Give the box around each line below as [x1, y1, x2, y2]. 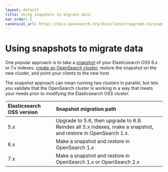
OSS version [7, 109, 38, 116]
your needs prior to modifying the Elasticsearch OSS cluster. [5, 91, 130, 97]
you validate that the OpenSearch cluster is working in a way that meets [5, 85, 153, 91]
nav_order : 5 [5, 17, 32, 22]
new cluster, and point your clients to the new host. [5, 70, 110, 76]
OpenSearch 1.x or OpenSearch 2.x [55, 158, 140, 165]
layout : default [5, 7, 39, 13]
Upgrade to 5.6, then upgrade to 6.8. [55, 117, 142, 124]
